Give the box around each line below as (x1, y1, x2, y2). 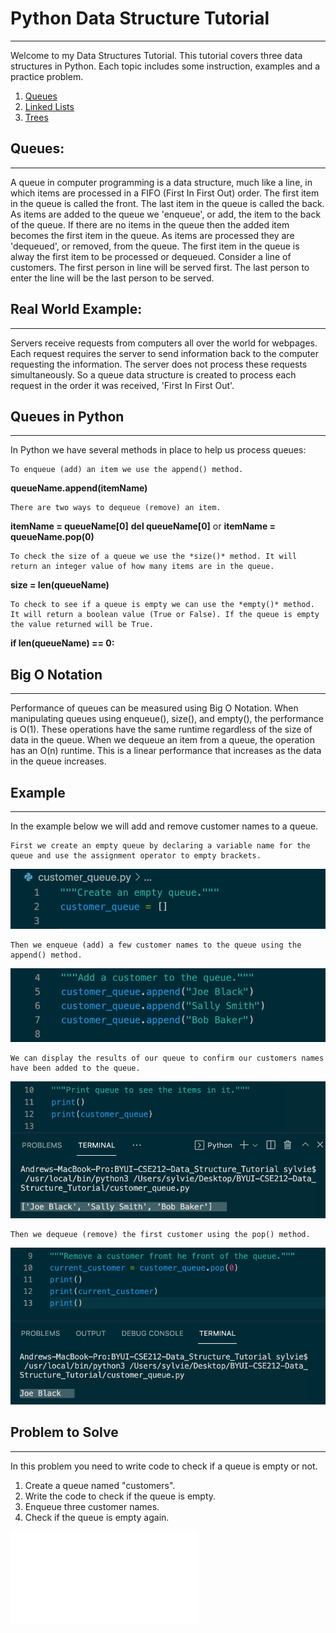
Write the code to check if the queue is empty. (24, 1490, 217, 1502)
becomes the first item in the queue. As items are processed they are (10, 229, 295, 241)
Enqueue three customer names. (24, 1500, 160, 1512)
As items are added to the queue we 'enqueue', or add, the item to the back (10, 208, 322, 220)
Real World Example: (10, 301, 143, 318)
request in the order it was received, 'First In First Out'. (10, 379, 235, 391)
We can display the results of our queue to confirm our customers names (10, 1053, 325, 1064)
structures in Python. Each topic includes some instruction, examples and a (10, 60, 321, 72)
